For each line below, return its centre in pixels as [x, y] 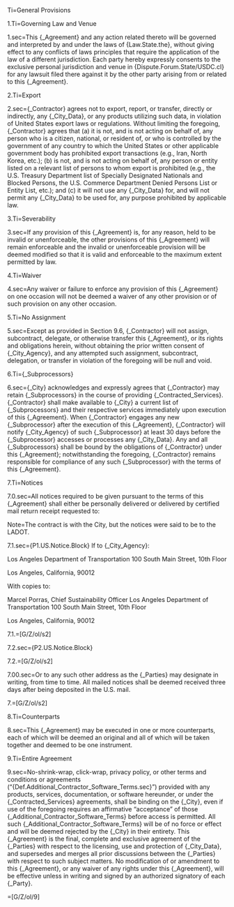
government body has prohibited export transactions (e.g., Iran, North [107, 153]
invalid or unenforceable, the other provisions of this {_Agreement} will [109, 239]
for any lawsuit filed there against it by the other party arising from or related [117, 74]
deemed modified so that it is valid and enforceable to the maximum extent [115, 255]
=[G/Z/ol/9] [24, 897]
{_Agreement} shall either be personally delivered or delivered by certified [114, 503]
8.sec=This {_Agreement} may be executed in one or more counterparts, [111, 730]
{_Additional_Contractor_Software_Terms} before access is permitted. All [111, 817]
